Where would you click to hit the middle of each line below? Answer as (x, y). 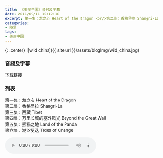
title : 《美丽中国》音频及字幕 (33, 9)
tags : (10, 32)
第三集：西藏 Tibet (24, 112)
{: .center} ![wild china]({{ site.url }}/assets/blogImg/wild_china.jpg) (72, 50)
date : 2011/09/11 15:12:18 (32, 14)
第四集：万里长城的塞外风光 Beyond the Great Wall (56, 118)
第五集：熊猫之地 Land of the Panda (41, 124)
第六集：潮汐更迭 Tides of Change (39, 130)
